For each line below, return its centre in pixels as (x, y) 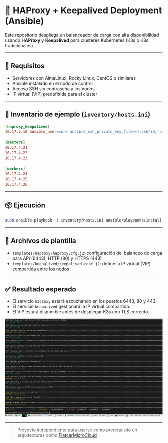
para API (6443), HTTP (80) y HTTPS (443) (57, 258)
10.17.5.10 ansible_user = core (37, 132)
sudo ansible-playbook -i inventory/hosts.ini (54, 220)
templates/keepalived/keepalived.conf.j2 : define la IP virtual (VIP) (81, 263)
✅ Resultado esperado (41, 289)
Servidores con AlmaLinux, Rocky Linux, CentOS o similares (74, 78)
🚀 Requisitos (25, 66)
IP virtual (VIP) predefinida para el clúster (55, 94)
